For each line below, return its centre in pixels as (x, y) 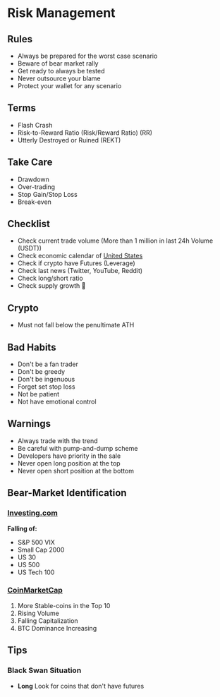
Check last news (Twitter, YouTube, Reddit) (80, 271)
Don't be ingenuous (46, 380)
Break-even (34, 202)
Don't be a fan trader (48, 364)
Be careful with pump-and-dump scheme (78, 448)
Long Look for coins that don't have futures (81, 686)
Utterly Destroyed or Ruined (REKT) (69, 140)
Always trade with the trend (57, 441)
